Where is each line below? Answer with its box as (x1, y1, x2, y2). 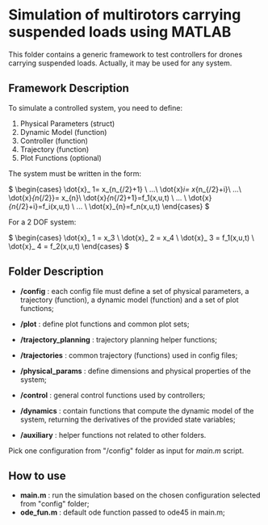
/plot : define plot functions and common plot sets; (19, 319, 190, 329)
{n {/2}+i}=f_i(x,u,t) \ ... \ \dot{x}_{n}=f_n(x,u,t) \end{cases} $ (8, 201, 210, 211)
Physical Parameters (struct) (19, 119, 115, 128)
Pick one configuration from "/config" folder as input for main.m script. (8, 446, 245, 456)
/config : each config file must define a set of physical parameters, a (19, 286, 249, 296)
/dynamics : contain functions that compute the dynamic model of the (19, 405, 254, 415)
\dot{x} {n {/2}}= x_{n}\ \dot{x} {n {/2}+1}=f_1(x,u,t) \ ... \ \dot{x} (8, 192, 212, 203)
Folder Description (8, 265, 104, 279)
